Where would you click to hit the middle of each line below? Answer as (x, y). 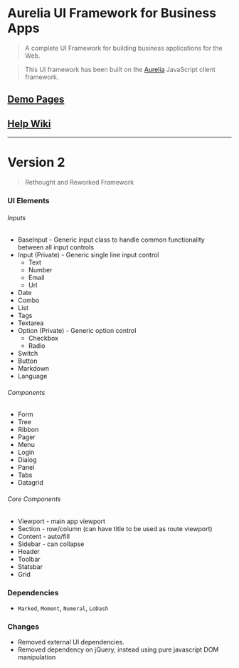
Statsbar (30, 566)
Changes (23, 627)
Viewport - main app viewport (61, 521)
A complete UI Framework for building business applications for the (123, 48)
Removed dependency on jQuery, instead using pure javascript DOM (118, 649)
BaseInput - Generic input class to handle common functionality (111, 240)
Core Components (34, 499)
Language (32, 376)
